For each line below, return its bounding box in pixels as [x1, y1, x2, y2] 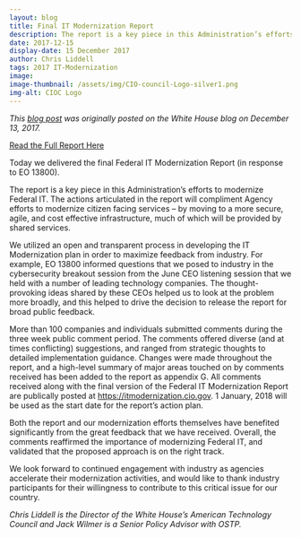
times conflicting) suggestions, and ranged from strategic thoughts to [9, 343, 266, 353]
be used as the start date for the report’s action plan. [9, 400, 204, 411]
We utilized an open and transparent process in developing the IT [9, 239, 251, 250]
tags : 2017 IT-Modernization [9, 64, 118, 73]
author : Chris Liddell [9, 55, 94, 64]
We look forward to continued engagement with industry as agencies [9, 463, 264, 473]
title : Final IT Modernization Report [9, 22, 154, 30]
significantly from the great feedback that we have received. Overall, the [9, 427, 277, 438]
